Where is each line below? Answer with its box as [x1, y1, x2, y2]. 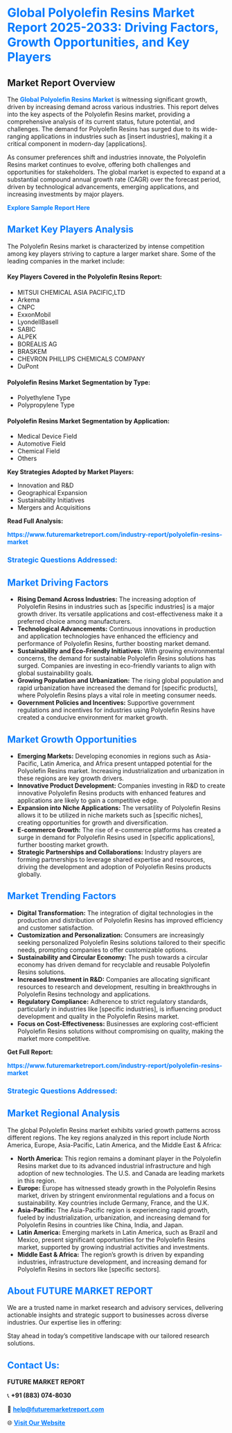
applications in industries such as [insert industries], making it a [30, 132, 213, 140]
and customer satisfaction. [17, 923, 93, 932]
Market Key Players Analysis [7, 224, 134, 236]
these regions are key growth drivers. [17, 774, 125, 782]
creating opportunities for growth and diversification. [17, 818, 168, 827]
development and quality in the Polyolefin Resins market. [17, 1012, 180, 1020]
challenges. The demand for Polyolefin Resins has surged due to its [7, 125, 199, 133]
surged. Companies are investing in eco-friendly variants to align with [17, 662, 216, 670]
